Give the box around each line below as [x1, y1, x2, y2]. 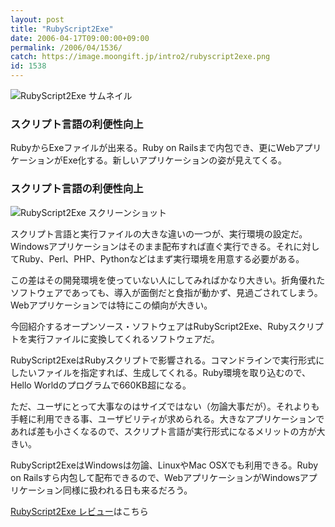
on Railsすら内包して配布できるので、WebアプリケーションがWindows [10, 471, 300, 483]
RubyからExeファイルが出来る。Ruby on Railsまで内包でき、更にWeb [10, 142, 296, 154]
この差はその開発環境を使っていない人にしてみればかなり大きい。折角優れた [10, 274, 326, 286]
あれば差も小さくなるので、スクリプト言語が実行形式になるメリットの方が [10, 425, 317, 437]
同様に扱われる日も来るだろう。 [62, 484, 193, 496]
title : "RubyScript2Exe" [10, 24, 114, 34]
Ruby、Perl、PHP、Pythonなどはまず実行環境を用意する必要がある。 [18, 252, 305, 265]
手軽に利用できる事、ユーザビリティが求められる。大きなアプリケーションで [10, 412, 325, 425]
